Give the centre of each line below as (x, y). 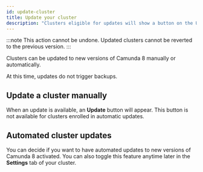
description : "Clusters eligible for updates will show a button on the (100, 23)
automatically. (24, 65)
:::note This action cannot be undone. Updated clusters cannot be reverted (99, 40)
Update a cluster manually (57, 95)
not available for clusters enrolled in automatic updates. (76, 116)
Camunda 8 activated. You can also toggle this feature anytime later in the (98, 156)
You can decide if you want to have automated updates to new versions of (99, 150)
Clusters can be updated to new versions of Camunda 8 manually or (91, 59)
